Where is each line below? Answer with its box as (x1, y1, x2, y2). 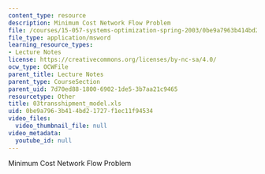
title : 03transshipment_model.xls (8, 100, 122, 108)
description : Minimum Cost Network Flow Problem (8, 19, 171, 27)
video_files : (8, 115, 51, 123)
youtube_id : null (15, 136, 73, 145)
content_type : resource (8, 11, 87, 20)
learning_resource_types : (8, 41, 93, 49)
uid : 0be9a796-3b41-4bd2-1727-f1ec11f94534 (8, 108, 154, 115)
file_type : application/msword (8, 33, 111, 42)
